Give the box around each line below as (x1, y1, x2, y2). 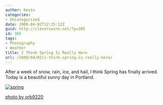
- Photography (5, 41, 36, 46)
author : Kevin (5, 7, 36, 13)
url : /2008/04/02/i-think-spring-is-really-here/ (5, 55, 113, 60)
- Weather (5, 45, 26, 50)
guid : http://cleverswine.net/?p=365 (5, 27, 86, 32)
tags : (5, 36, 17, 41)
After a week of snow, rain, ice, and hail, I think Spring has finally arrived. (5, 69, 158, 75)
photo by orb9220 (5, 94, 44, 100)
